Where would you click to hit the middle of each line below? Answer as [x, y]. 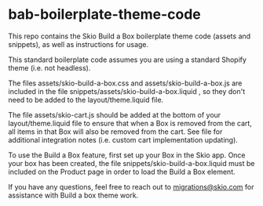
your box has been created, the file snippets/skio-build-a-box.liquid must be [131, 163]
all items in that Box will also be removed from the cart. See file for [115, 132]
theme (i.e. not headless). [49, 67]
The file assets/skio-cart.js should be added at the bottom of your [115, 114]
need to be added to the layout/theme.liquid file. [86, 99]
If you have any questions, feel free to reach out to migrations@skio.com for [131, 186]
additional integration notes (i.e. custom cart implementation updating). [123, 139]
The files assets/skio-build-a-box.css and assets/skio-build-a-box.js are [125, 83]
